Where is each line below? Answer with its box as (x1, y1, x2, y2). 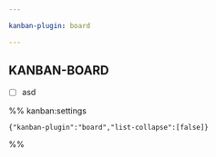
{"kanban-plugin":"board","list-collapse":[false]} (8, 123, 209, 132)
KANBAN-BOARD (8, 63, 110, 78)
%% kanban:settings (8, 105, 87, 116)
